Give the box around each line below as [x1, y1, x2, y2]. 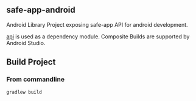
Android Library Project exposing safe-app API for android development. [6, 21, 188, 28]
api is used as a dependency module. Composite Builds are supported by [6, 33, 190, 40]
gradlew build [6, 89, 43, 95]
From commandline [6, 75, 65, 84]
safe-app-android [6, 5, 76, 15]
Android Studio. [6, 39, 46, 46]
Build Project [6, 57, 56, 68]
